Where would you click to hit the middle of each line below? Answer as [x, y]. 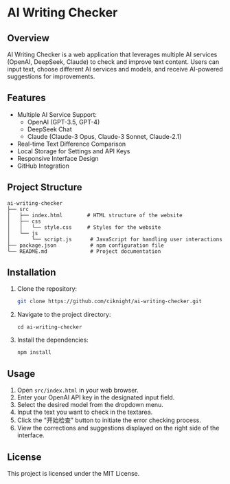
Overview [28, 38]
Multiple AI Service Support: [57, 114]
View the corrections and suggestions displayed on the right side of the [118, 428]
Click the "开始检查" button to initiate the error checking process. [109, 420]
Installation [32, 273]
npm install [34, 353]
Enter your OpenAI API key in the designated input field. [96, 397]
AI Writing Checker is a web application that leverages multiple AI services [112, 54]
